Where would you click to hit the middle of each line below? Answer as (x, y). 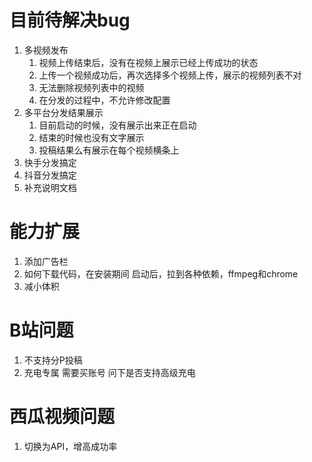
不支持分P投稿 (53, 360)
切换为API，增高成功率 (70, 446)
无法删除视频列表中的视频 (91, 87)
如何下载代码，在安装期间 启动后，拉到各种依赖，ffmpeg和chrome (161, 273)
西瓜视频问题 (62, 417)
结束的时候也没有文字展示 (91, 137)
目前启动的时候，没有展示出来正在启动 (117, 125)
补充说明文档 (50, 187)
